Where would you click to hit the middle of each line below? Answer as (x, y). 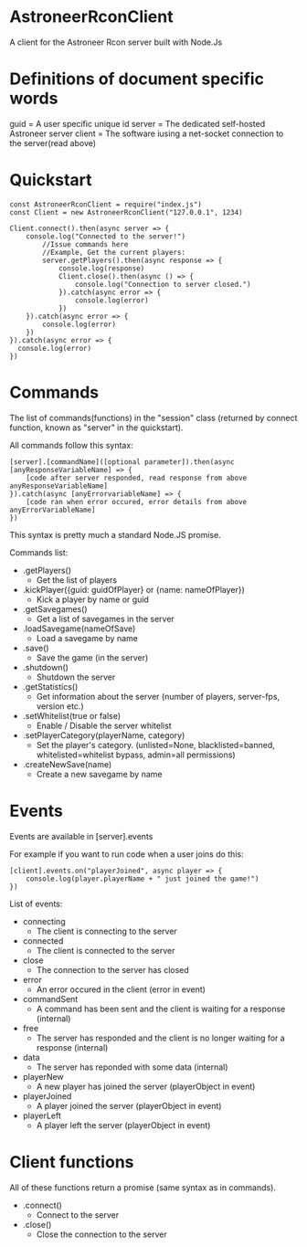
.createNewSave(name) (67, 764)
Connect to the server (78, 1215)
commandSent (50, 999)
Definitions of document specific (137, 79)
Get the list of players (76, 580)
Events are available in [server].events (81, 836)
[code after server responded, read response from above (137, 478)
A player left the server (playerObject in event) (123, 1125)
